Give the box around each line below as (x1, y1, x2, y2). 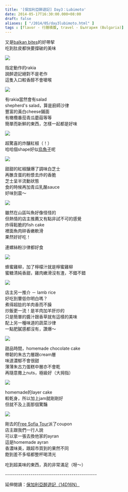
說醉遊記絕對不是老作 (5, 71, 48, 77)
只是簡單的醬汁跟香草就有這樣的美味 (5, 314, 78, 320)
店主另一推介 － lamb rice (5, 289, 56, 295)
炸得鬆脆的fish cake (5, 222, 45, 228)
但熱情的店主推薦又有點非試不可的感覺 (5, 216, 81, 222)
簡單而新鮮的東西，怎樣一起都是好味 (5, 121, 78, 127)
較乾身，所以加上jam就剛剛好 (5, 396, 64, 401)
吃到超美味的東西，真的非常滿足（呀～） (5, 462, 86, 468)
